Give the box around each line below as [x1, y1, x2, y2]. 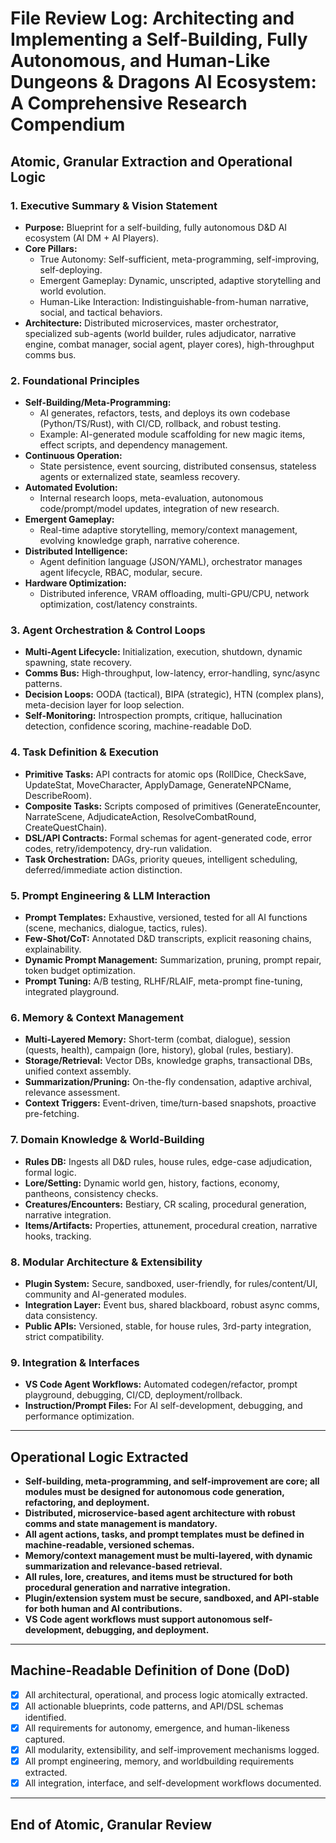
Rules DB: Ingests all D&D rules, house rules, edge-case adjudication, [24, 1155, 313, 1167]
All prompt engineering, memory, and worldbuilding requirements [24, 1755, 295, 1767]
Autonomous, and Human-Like [10, 50, 271, 72]
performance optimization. [24, 1410, 135, 1422]
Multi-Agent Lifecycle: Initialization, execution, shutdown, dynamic [24, 646, 303, 658]
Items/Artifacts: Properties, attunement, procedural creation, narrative [24, 1219, 318, 1231]
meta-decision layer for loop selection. [24, 699, 185, 711]
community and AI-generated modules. [24, 1288, 187, 1300]
